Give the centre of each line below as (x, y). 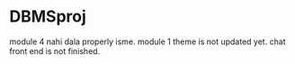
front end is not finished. (55, 50)
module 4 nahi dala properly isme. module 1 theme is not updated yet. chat (147, 41)
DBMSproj (48, 17)
